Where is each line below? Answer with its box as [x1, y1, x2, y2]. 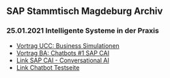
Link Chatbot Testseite [16, 63, 80, 71]
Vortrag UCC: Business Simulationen [16, 41, 120, 50]
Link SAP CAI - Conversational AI [16, 56, 110, 64]
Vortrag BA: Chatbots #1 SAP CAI [16, 49, 110, 57]
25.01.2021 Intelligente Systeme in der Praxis [6, 26, 160, 36]
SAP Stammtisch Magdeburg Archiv [6, 5, 163, 17]
